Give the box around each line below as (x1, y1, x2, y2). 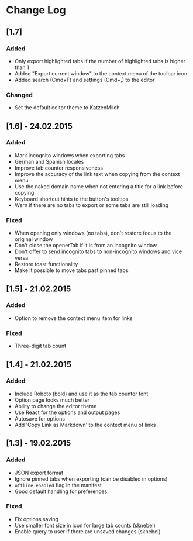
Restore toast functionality (14, 261, 78, 268)
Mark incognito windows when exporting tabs (14, 151, 125, 158)
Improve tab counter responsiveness (14, 164, 104, 171)
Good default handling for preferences (14, 488, 108, 495)
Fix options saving (14, 515, 59, 522)
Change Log (6, 4, 66, 17)
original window (14, 236, 53, 243)
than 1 (14, 64, 29, 71)
